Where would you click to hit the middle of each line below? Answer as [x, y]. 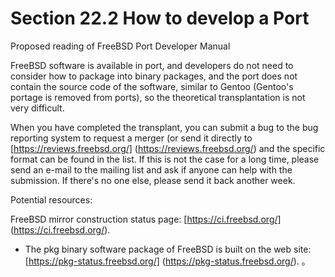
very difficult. [37, 108]
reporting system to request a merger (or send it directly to [131, 138]
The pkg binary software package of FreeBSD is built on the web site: [168, 249]
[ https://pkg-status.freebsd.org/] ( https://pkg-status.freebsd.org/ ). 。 [167, 261]
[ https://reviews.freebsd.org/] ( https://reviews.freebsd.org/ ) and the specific [168, 148]
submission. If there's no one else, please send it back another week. [153, 180]
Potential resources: [51, 199]
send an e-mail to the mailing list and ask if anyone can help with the [151, 169]
